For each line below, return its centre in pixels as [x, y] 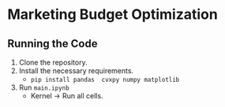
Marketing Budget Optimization [112, 15]
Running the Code [52, 44]
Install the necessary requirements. [76, 71]
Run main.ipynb [44, 87]
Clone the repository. [53, 62]
